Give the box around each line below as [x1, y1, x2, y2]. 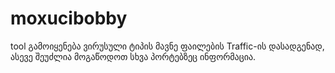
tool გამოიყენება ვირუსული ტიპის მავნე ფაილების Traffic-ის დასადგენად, [10, 40, 325, 52]
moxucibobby [10, 7, 128, 30]
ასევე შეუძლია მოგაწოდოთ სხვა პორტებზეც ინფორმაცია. [10, 50, 257, 62]
